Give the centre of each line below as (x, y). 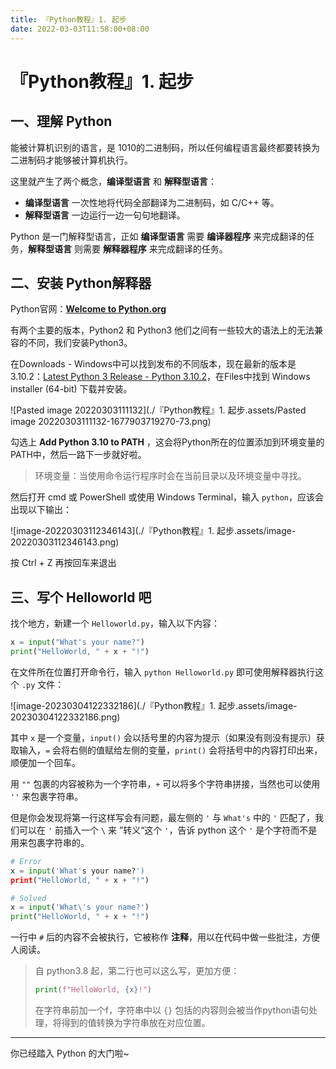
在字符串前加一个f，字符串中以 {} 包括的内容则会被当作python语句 (172, 1010)
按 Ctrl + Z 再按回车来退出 (63, 563)
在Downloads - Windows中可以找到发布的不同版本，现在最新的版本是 (153, 364)
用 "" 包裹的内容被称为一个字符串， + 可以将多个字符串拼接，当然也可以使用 (165, 783)
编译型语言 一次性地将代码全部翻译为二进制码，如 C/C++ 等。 (152, 202)
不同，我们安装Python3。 (80, 343)
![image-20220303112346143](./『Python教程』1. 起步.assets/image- (153, 531)
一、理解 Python (61, 121)
